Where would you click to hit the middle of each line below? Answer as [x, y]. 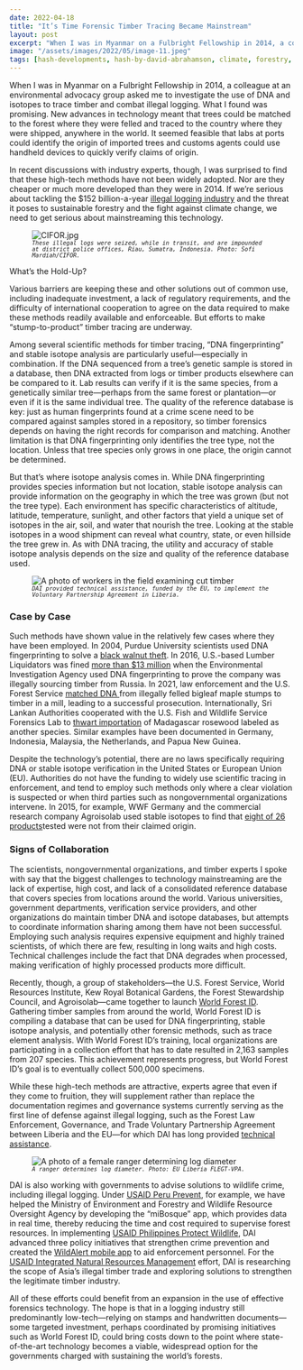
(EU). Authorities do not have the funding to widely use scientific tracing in [148, 778]
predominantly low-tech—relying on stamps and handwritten [122, 1317]
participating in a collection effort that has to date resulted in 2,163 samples [149, 1049]
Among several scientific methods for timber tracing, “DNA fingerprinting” [147, 345]
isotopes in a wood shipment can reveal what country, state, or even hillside [150, 534]
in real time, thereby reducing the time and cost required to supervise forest [150, 1223]
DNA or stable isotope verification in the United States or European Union [146, 768]
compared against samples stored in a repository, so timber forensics [138, 421]
